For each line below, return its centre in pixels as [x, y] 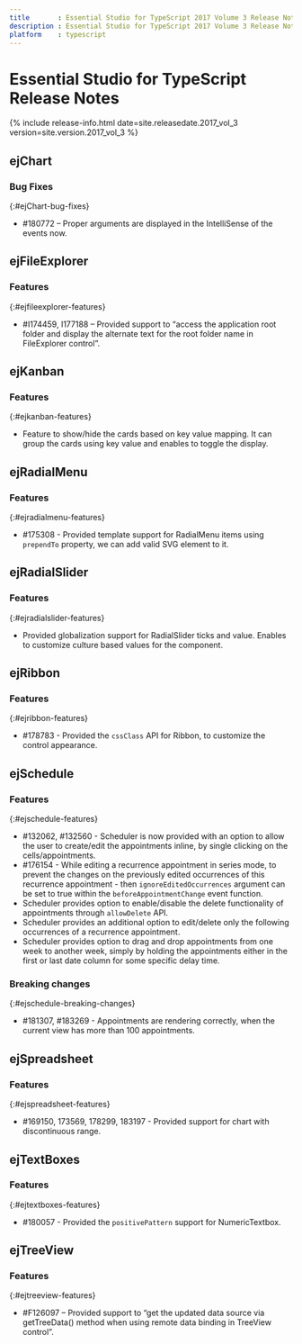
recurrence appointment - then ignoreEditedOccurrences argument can [154, 884]
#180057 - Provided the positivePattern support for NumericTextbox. [151, 1222]
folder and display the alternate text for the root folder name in [138, 333]
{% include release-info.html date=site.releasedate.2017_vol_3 [124, 123]
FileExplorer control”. [61, 343]
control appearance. [60, 745]
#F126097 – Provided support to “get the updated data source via [143, 1313]
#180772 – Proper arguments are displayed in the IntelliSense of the [147, 223]
